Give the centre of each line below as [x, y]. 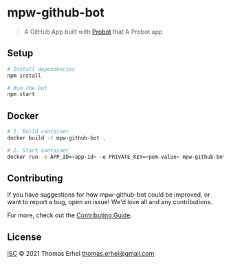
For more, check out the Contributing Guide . [70, 215]
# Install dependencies [41, 69]
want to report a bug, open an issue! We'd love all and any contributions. [110, 202]
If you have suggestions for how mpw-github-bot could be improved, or [109, 195]
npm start [21, 94]
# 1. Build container [38, 132]
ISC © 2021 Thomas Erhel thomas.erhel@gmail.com [81, 254]
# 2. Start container [38, 150]
